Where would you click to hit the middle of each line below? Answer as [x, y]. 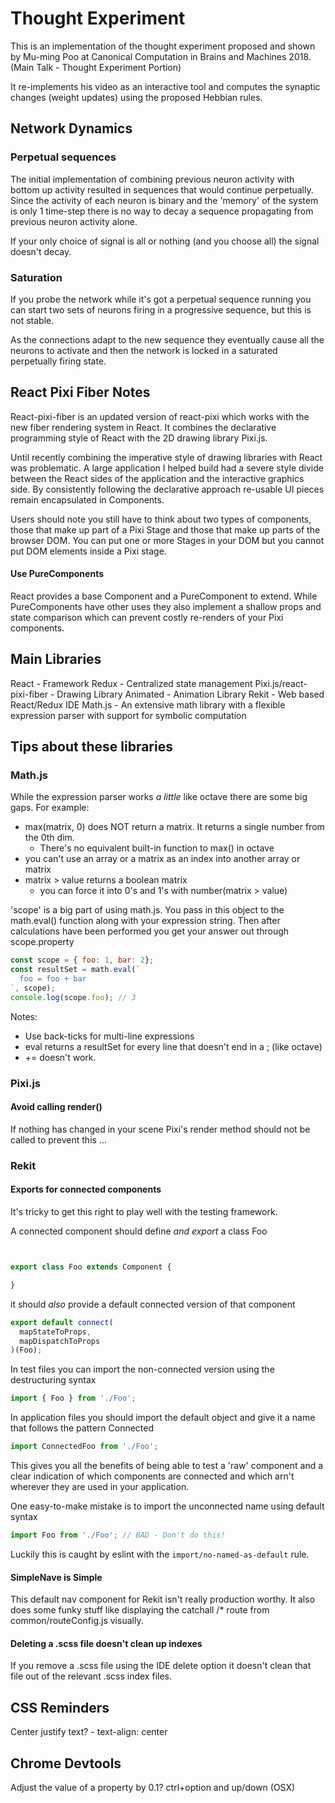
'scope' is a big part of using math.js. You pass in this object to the [147, 910]
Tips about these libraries [91, 747]
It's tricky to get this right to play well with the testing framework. [144, 1212]
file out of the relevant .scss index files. [91, 1676]
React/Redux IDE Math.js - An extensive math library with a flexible [148, 704]
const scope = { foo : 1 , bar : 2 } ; [82, 960]
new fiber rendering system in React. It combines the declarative [143, 427]
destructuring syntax [53, 1380]
